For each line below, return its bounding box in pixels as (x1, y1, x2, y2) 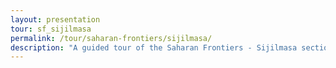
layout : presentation (10, 14, 101, 25)
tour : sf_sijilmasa (10, 24, 92, 34)
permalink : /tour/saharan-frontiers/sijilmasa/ (10, 33, 213, 43)
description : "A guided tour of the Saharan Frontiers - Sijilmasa (10, 42, 298, 53)
